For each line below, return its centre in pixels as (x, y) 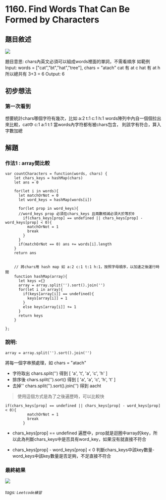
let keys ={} (32, 281)
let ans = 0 (26, 182)
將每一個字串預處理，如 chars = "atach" (46, 363)
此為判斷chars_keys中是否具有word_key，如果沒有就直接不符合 (82, 439)
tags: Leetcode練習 (24, 492)
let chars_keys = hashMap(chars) (49, 178)
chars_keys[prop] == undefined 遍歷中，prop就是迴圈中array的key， (83, 433)
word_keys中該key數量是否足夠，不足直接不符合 (62, 456)
